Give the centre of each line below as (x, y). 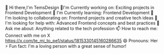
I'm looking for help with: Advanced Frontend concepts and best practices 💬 (82, 23)
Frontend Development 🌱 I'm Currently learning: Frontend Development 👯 (79, 13)
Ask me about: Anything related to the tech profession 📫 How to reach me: (81, 28)
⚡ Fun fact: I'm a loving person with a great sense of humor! (66, 46)
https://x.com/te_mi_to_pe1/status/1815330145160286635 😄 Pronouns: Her (82, 41)
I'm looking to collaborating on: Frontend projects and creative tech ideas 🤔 (81, 18)
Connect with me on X (28, 36)
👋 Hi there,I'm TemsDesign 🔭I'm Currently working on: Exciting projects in (80, 8)
